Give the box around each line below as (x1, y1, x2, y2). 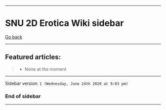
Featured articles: (5, 53, 61, 61)
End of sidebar (5, 93, 41, 100)
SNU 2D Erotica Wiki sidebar (5, 18, 124, 29)
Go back (5, 34, 23, 40)
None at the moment (24, 66, 67, 72)
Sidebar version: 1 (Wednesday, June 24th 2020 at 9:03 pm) (5, 80, 128, 86)
